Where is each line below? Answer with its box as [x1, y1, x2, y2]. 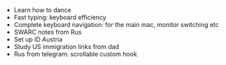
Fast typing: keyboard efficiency [13, 13, 106, 21]
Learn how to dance [13, 6, 72, 14]
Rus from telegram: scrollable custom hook [13, 50, 138, 58]
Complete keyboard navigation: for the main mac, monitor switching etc [13, 21, 219, 28]
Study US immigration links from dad [13, 43, 120, 50]
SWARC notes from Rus [13, 28, 82, 36]
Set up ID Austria [13, 35, 63, 44]
